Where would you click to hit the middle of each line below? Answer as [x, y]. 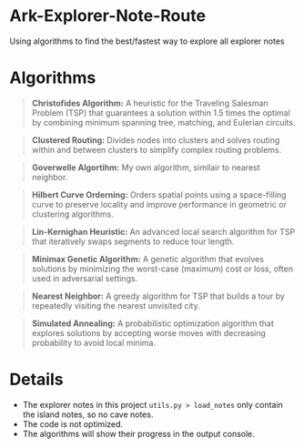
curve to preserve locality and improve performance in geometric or [159, 204]
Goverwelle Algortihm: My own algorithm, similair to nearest [146, 167]
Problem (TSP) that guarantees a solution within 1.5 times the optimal [161, 112]
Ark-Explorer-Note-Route [108, 16]
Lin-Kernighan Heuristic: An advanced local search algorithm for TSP [163, 231]
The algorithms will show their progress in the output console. [138, 433]
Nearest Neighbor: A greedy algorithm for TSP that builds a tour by [158, 296]
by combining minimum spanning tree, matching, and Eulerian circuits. [163, 122]
